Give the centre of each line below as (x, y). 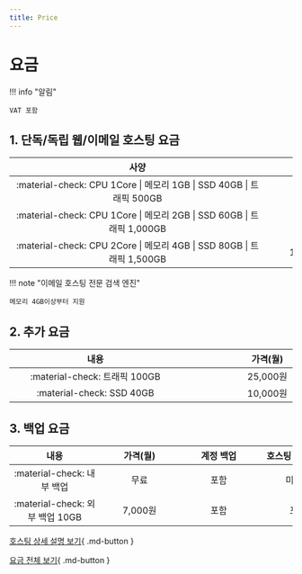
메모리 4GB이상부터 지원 (47, 302)
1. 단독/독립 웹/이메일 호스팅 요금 (94, 140)
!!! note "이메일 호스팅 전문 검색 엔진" (75, 283)
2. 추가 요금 (40, 332)
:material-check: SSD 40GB (95, 393)
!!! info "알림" (33, 92)
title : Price (34, 18)
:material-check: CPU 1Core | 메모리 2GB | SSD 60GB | (133, 215)
